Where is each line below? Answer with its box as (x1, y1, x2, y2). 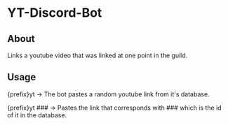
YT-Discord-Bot (7, 5, 102, 21)
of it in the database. (7, 110, 67, 119)
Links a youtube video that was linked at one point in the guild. (7, 51, 188, 59)
